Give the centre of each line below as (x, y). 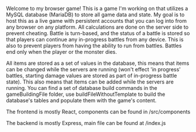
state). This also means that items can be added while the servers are (90, 82)
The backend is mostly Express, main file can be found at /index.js (86, 123)
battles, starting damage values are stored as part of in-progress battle (92, 76)
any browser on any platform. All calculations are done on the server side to (97, 27)
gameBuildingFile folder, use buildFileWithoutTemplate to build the (86, 94)
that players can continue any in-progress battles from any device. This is (95, 39)
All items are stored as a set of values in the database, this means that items (98, 63)
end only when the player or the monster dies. (61, 52)
